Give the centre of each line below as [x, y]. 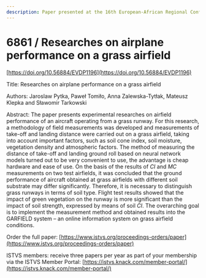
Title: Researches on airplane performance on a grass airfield [84, 84]
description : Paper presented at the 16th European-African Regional [97, 12]
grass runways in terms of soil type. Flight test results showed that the [95, 192]
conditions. [21, 225]
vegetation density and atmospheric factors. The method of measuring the [101, 147]
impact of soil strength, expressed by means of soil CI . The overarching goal [103, 205]
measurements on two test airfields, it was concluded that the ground [94, 173]
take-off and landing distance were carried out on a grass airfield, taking [98, 134]
